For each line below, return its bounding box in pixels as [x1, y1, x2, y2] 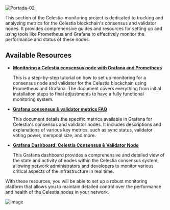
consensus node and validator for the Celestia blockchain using [12, 80, 147, 86]
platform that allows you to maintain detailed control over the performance [5, 183, 162, 190]
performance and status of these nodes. [5, 36, 90, 42]
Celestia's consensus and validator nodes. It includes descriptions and [12, 121, 162, 127]
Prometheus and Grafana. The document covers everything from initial [12, 85, 162, 91]
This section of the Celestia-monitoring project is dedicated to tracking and [5, 15, 163, 20]
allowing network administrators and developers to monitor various [12, 163, 154, 169]
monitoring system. [12, 96, 54, 102]
